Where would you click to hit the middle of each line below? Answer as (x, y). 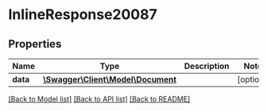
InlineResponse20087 (83, 15)
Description (207, 66)
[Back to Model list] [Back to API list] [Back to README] (99, 99)
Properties (35, 44)
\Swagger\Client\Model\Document (110, 79)
